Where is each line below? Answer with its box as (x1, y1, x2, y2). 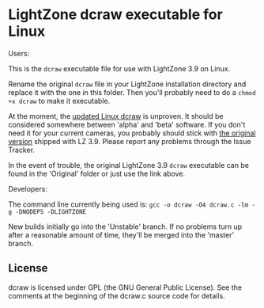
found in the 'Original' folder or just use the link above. (8, 169, 186, 178)
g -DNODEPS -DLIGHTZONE (8, 207, 87, 215)
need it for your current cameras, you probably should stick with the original (8, 128, 256, 138)
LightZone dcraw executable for (8, 6, 223, 24)
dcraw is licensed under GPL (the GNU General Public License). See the (8, 283, 243, 292)
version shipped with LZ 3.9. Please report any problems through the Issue (8, 136, 251, 146)
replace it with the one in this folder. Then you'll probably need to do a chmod (8, 87, 256, 97)
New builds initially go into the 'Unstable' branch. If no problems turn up (8, 222, 243, 231)
